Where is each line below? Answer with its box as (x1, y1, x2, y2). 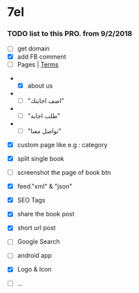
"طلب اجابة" (27, 111, 61, 120)
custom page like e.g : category (17, 140, 108, 149)
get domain (17, 44, 50, 53)
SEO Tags (17, 196, 46, 205)
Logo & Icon (17, 265, 52, 274)
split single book (17, 154, 64, 162)
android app (17, 252, 52, 260)
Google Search (17, 238, 60, 246)
